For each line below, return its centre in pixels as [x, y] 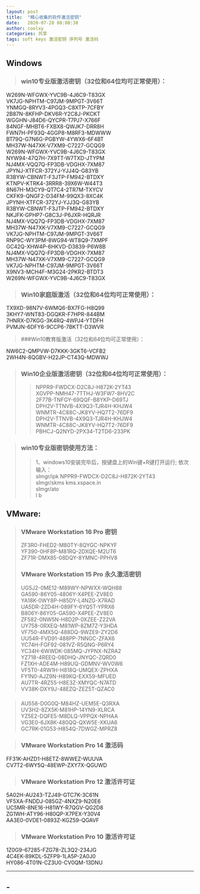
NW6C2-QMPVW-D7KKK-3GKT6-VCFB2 [56, 351]
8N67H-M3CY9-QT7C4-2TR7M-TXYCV [55, 189]
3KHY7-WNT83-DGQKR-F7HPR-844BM [56, 314]
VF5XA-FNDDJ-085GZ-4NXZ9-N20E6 [54, 801]
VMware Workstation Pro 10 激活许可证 [78, 837]
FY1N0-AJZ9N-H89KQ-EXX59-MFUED [68, 676]
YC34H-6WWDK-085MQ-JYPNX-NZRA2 [71, 651]
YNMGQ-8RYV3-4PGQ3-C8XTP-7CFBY [55, 107]
